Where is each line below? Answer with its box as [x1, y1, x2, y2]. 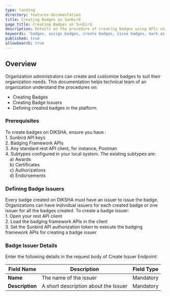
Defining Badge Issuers [5, 185, 65, 192]
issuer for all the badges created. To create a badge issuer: [5, 208, 129, 214]
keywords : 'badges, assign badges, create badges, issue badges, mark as [5, 31, 165, 36]
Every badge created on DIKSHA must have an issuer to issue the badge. [5, 197, 159, 203]
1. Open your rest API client [5, 213, 62, 219]
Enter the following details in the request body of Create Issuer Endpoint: [5, 254, 158, 260]
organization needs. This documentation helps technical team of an [5, 79, 147, 85]
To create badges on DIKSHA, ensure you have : [5, 129, 107, 135]
